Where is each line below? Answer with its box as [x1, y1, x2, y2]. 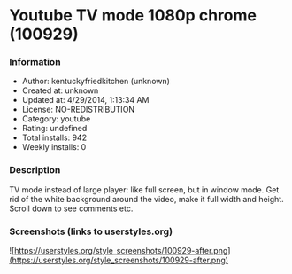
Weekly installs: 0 [21, 142, 87, 153]
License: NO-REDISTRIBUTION [21, 104, 135, 115]
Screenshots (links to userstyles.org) [9, 225, 173, 238]
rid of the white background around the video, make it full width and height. [9, 193, 285, 204]
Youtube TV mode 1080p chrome [9, 5, 257, 26]
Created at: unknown [21, 85, 99, 96]
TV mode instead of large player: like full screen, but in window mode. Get [9, 184, 280, 195]
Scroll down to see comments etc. [9, 203, 134, 214]
